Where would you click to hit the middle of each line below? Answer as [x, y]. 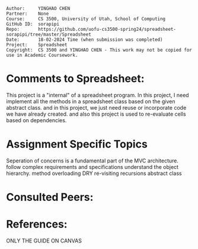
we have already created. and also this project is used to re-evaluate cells [96, 114]
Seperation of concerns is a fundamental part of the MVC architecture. [92, 161]
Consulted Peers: [50, 197]
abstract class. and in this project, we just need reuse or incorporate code [96, 107]
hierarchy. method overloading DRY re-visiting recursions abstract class [94, 173]
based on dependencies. [36, 120]
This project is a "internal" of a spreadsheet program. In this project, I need [98, 95]
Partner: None [28, 14]
